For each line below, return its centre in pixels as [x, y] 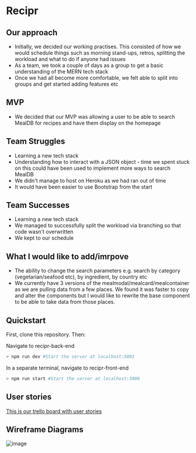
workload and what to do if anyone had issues [70, 59]
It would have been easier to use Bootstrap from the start [83, 187]
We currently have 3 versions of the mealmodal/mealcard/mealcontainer [102, 283]
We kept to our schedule [44, 238]
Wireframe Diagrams [45, 430]
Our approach [32, 33]
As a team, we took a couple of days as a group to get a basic [89, 65]
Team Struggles [36, 141]
